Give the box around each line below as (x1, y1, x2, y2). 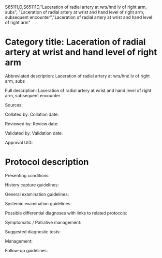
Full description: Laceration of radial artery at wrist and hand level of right (5, 87, 151, 93)
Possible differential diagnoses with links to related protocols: (5, 210, 127, 216)
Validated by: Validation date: (5, 130, 63, 136)
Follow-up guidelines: (5, 247, 48, 253)
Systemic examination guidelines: (5, 200, 72, 206)
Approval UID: (5, 139, 33, 145)
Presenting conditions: (5, 172, 50, 178)
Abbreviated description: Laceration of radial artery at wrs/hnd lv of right (5, 73, 150, 79)
